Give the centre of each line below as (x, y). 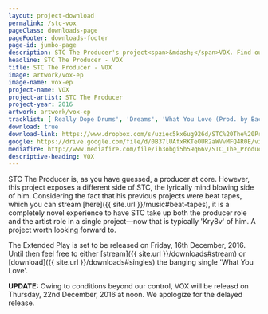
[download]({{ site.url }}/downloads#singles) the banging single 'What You (131, 262)
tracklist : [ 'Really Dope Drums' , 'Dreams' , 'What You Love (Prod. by (128, 120)
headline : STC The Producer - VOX (66, 61)
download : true (33, 127)
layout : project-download (51, 16)
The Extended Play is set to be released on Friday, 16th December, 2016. (127, 245)
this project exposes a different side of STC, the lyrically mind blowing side (131, 187)
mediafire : (26, 149)
